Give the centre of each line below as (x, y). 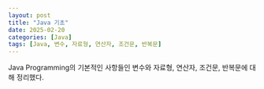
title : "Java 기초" (39, 23)
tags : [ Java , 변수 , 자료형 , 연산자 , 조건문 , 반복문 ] (85, 44)
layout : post (30, 15)
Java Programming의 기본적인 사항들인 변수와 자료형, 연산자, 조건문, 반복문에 (128, 68)
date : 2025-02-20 (37, 30)
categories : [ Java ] (40, 37)
